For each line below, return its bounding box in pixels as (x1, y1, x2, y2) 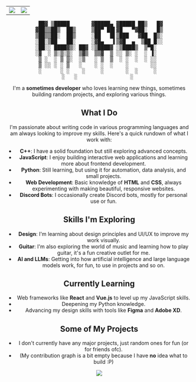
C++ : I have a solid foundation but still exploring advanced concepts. (19, 147, 188, 154)
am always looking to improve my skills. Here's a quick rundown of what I (9, 130, 189, 137)
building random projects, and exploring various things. (32, 91, 166, 98)
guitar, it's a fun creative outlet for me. (57, 249, 151, 256)
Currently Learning (63, 279, 135, 289)
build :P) (93, 358, 114, 365)
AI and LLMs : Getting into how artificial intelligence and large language (17, 255, 190, 262)
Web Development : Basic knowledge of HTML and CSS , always (25, 179, 182, 186)
